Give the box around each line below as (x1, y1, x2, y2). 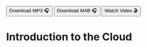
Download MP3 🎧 (9, 8, 50, 14)
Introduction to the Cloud (6, 31, 132, 43)
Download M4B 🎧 (56, 8, 98, 14)
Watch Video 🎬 (104, 8, 138, 14)
